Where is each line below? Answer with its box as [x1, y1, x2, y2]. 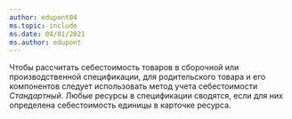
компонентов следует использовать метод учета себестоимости [9, 81, 258, 91]
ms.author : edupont [9, 37, 82, 47]
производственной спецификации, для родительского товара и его [9, 72, 266, 83]
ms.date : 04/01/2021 [9, 29, 86, 38]
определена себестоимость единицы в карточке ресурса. [9, 99, 231, 111]
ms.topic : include [9, 21, 77, 30]
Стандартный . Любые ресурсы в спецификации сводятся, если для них [9, 91, 283, 101]
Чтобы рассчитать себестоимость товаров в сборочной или [9, 62, 239, 73]
